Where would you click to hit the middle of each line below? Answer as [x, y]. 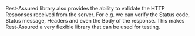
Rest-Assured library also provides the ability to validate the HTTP [85, 8]
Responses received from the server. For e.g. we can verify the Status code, [98, 15]
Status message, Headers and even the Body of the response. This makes [95, 21]
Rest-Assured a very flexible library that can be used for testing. [83, 27]
